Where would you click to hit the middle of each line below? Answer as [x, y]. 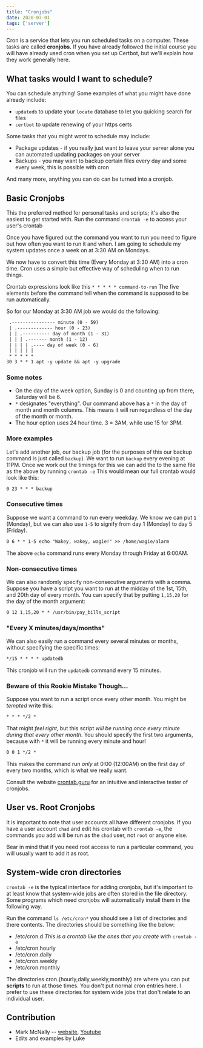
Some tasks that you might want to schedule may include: [78, 136]
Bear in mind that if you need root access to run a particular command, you [100, 847]
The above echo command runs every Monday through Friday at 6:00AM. [98, 553]
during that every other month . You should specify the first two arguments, [100, 735]
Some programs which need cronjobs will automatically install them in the [98, 900]
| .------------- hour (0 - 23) [50, 328]
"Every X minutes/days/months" [55, 628]
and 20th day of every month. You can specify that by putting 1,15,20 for [98, 594]
